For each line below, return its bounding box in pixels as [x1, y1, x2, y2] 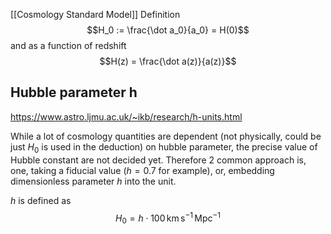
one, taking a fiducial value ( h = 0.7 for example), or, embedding [10, 164, 275, 176]
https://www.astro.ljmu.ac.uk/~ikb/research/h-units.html [10, 110, 243, 123]
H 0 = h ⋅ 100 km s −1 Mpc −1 [115, 210, 221, 226]
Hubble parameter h [10, 84, 138, 101]
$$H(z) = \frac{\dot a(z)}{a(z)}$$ [99, 55, 237, 67]
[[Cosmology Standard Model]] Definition [10, 9, 181, 20]
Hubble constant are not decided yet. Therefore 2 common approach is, [10, 154, 307, 166]
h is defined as [10, 194, 72, 206]
